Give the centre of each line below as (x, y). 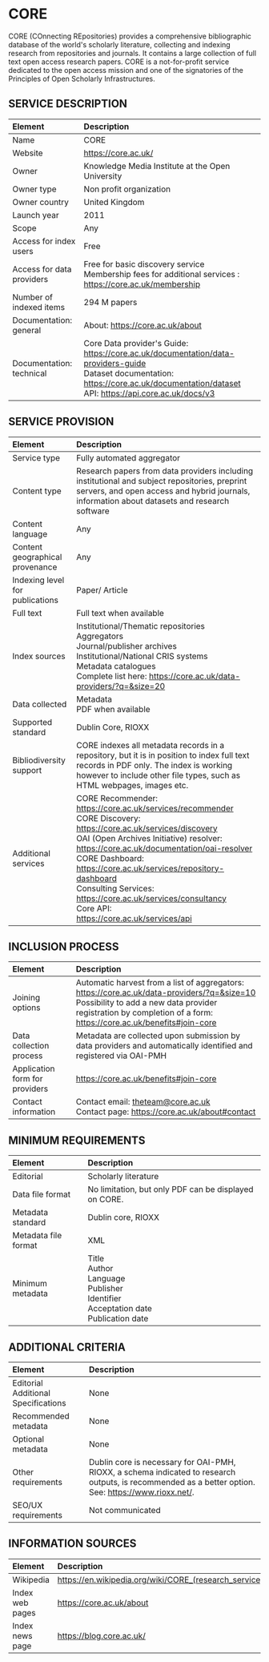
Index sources (39, 656)
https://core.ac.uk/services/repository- (150, 868)
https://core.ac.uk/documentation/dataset (163, 383)
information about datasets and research (153, 501)
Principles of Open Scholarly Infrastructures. (82, 78)
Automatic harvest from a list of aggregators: (160, 983)
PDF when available (113, 709)
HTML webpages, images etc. (132, 785)
